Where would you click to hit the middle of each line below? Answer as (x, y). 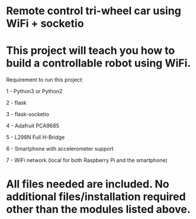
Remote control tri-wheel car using (94, 11)
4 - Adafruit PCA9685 (33, 126)
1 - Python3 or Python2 (34, 91)
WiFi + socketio (45, 23)
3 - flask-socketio (28, 115)
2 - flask (16, 103)
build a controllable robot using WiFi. (99, 63)
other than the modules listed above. (98, 210)
